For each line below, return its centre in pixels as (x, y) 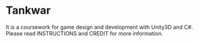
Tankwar (28, 10)
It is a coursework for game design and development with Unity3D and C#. (99, 27)
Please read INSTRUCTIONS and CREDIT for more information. (84, 33)
